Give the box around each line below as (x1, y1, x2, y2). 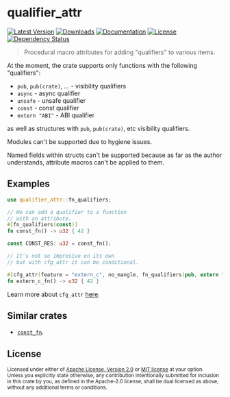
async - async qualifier (16, 89, 81, 97)
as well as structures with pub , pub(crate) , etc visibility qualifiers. (7, 124, 190, 132)
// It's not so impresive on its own (7, 252, 115, 259)
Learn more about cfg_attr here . (7, 290, 101, 298)
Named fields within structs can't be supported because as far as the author (7, 151, 222, 159)
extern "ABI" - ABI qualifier (16, 111, 95, 119)
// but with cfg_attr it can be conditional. (7, 258, 139, 265)
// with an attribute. (7, 215, 72, 222)
